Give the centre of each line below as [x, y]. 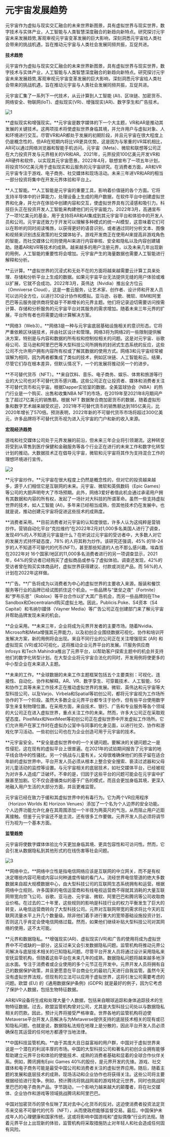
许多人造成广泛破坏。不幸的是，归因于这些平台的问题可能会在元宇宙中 [87, 774]
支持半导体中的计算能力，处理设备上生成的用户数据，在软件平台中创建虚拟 [83, 196]
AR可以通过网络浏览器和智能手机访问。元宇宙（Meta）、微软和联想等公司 [81, 148]
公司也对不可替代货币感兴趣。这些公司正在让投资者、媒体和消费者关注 [92, 381]
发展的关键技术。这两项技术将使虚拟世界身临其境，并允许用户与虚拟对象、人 [85, 129]
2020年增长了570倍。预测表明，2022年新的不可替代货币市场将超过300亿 [82, 412]
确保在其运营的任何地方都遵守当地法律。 [47, 1032]
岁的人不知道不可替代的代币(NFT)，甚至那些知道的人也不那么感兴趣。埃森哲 [84, 547]
